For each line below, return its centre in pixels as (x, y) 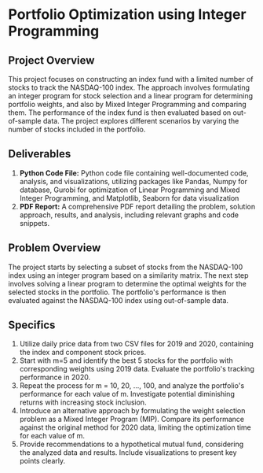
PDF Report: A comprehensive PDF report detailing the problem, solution (137, 206)
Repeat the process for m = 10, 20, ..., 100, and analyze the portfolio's (132, 386)
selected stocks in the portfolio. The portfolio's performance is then (117, 292)
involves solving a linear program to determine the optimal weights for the (128, 283)
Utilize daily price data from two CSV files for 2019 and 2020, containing (136, 344)
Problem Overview (55, 248)
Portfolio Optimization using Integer (127, 15)
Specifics (32, 325)
